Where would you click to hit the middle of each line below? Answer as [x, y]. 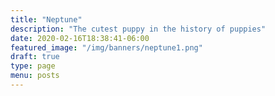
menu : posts [35, 76]
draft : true [35, 57]
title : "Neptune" [46, 19]
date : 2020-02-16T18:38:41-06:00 [80, 38]
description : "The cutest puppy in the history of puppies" [138, 29]
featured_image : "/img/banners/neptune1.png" [106, 47]
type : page [33, 66]
